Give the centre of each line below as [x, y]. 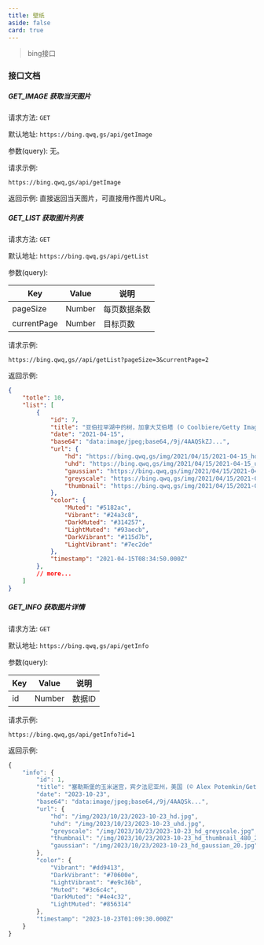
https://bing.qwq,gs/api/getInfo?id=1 [71, 735]
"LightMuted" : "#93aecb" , [106, 530]
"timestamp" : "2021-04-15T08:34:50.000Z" [119, 559]
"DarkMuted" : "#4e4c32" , [91, 897]
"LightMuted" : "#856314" [91, 904]
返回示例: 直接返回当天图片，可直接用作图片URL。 [89, 199]
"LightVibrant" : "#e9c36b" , [96, 882]
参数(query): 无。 [36, 151]
